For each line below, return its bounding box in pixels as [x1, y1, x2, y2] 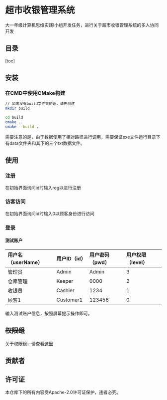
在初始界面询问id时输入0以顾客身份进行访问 [5, 210, 94, 216]
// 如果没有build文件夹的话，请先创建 [5, 101, 75, 106]
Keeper [56, 277, 74, 284]
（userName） [7, 259, 43, 266]
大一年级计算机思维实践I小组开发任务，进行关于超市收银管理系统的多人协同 [5, 22, 159, 28]
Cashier [56, 287, 75, 294]
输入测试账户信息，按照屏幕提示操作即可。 [5, 310, 92, 316]
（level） [126, 259, 148, 266]
